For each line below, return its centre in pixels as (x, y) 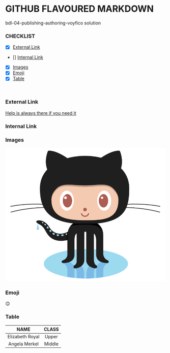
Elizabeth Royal (23, 337)
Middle (51, 344)
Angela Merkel (24, 344)
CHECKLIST (20, 36)
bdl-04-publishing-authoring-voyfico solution (53, 23)
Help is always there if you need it (41, 113)
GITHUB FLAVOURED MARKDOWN (80, 9)
